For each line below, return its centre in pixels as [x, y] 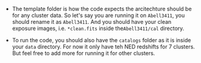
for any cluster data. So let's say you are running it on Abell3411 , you [98, 15]
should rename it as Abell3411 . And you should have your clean [92, 22]
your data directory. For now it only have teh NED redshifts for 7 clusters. [103, 46]
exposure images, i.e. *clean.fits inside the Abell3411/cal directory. [98, 28]
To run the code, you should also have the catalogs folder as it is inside [101, 40]
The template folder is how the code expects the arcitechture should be [102, 9]
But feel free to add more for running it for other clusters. [83, 53]
